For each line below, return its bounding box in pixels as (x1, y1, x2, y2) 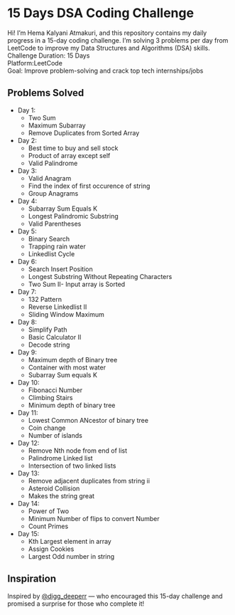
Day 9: (17, 347, 38, 357)
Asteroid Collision (28, 484, 80, 493)
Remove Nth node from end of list (28, 446, 128, 455)
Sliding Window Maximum (28, 310, 105, 318)
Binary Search (28, 234, 70, 243)
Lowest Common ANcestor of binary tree (28, 416, 149, 424)
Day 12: (17, 438, 40, 447)
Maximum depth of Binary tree (28, 355, 118, 364)
